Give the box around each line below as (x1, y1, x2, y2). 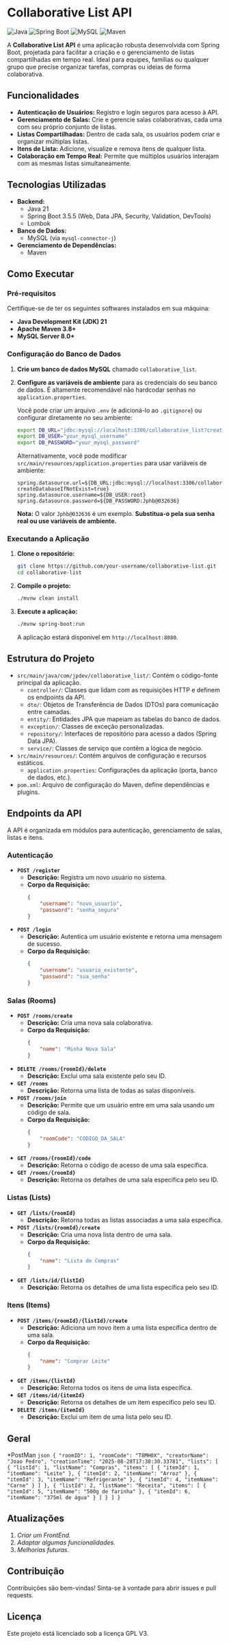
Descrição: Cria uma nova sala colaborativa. (27, 1019, 153, 1027)
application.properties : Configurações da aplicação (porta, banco (27, 766, 217, 774)
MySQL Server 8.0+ (16, 332, 75, 340)
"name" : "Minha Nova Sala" (40, 1046, 117, 1053)
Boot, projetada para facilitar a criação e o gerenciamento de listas (7, 48, 195, 56)
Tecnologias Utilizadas (7, 179, 107, 191)
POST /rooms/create (16, 1013, 73, 1020)
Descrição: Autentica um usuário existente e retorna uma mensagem (27, 932, 222, 941)
